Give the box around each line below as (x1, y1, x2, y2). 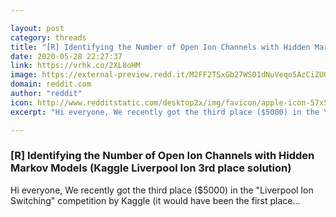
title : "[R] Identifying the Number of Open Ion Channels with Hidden (10, 42, 311, 52)
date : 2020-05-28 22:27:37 (10, 51, 123, 61)
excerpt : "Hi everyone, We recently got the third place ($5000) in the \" (10, 107, 333, 117)
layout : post (10, 23, 65, 33)
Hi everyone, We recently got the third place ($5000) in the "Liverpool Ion (10, 184, 314, 196)
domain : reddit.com (10, 79, 92, 90)
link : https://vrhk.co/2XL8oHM (10, 61, 141, 71)
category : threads (10, 32, 87, 43)
